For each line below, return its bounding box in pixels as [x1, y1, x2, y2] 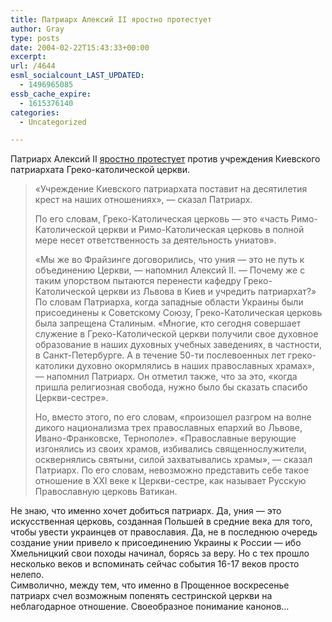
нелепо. [10, 569, 45, 581]
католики [34, 360, 75, 372]
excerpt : [10, 52, 47, 62]
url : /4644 [10, 61, 56, 71]
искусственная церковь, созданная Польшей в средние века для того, [10, 516, 313, 528]
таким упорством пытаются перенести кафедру [34, 275, 242, 287]
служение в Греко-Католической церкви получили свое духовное [34, 328, 319, 340]
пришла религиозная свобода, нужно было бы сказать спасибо [34, 381, 308, 393]
